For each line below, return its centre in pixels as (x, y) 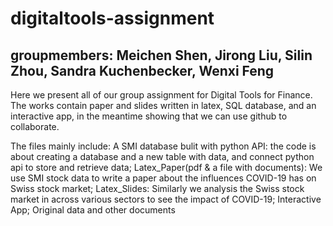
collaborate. (35, 126)
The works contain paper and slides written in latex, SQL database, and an (163, 105)
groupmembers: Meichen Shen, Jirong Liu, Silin (161, 55)
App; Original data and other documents (93, 210)
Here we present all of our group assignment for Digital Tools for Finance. (161, 95)
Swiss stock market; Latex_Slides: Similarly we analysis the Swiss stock (157, 188)
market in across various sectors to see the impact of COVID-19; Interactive (166, 199)
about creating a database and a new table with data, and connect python (162, 156)
